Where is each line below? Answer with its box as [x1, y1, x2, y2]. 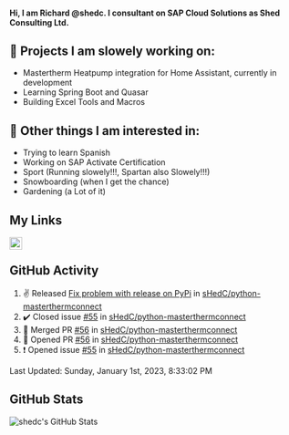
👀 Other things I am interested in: [9, 123, 201, 139]
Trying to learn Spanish [22, 147, 111, 159]
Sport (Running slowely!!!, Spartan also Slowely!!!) [22, 167, 211, 178]
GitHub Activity [9, 263, 99, 278]
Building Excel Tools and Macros [22, 97, 146, 108]
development [22, 78, 73, 88]
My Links [9, 212, 62, 228]
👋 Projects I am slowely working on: [9, 43, 216, 58]
